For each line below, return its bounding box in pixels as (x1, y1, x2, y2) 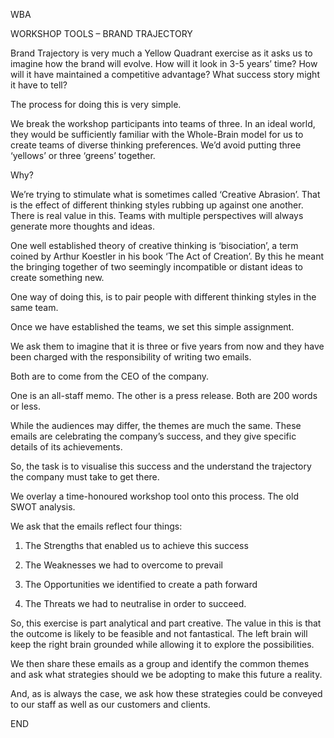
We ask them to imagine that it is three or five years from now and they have (10, 340, 325, 352)
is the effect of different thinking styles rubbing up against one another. (10, 199, 304, 211)
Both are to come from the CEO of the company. (10, 370, 209, 382)
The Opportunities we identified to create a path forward (24, 579, 258, 590)
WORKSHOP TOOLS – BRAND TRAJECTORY (10, 28, 193, 39)
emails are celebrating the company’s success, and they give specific (10, 430, 297, 442)
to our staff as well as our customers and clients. (10, 699, 211, 710)
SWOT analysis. (10, 501, 76, 513)
